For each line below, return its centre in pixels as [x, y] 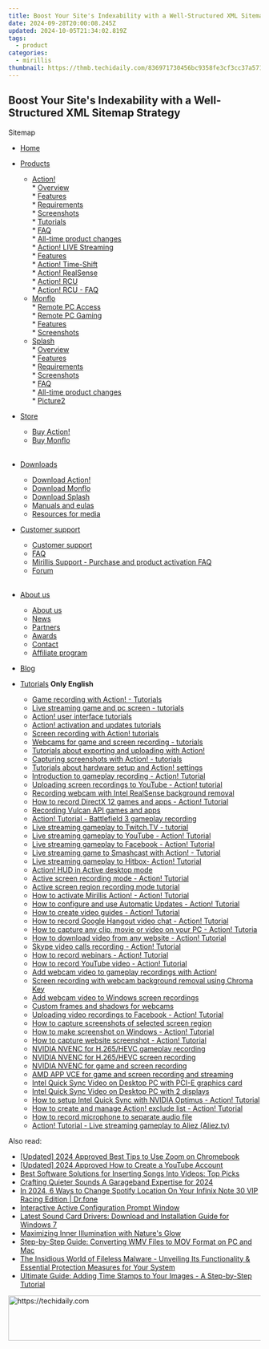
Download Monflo [61, 488]
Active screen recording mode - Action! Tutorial [110, 878]
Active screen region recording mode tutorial [106, 886]
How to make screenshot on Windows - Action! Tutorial [123, 1031]
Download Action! [61, 480]
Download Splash [61, 496]
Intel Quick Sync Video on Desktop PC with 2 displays [120, 1091]
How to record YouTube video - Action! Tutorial [109, 963]
